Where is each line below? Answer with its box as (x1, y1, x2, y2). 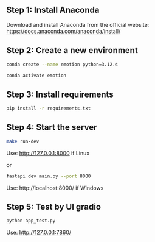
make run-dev (6, 138, 40, 144)
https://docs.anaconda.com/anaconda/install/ (6, 27, 121, 35)
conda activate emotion (6, 73, 67, 79)
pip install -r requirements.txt (6, 105, 91, 112)
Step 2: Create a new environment (6, 45, 138, 55)
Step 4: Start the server (6, 122, 97, 133)
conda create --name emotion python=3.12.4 (6, 61, 119, 68)
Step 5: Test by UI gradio (6, 202, 102, 212)
